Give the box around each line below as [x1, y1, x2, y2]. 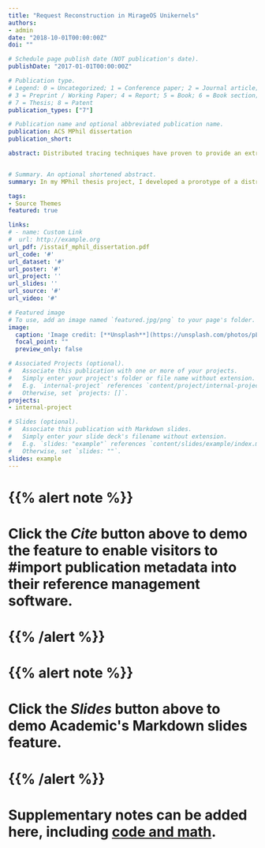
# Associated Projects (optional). [8, 360, 125, 368]
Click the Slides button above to [8, 700, 221, 719]
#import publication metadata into [8, 558, 237, 576]
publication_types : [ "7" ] [8, 106, 93, 114]
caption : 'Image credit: [15, 331, 97, 339]
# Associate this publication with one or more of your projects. [8, 367, 238, 375]
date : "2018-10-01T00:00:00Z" [8, 33, 108, 42]
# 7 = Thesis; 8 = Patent [8, 99, 93, 107]
